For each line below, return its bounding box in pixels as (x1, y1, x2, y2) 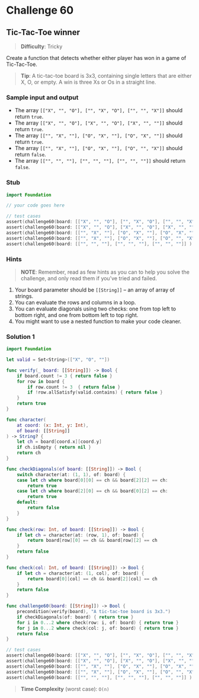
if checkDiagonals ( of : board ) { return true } (17, 614, 134, 620)
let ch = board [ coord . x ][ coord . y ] (17, 439, 102, 445)
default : (17, 499, 38, 505)
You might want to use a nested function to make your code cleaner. (14, 318, 182, 325)
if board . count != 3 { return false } (17, 373, 113, 379)
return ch (17, 450, 41, 456)
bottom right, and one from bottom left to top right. (14, 311, 139, 318)
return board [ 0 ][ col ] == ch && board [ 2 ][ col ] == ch (27, 576, 158, 582)
